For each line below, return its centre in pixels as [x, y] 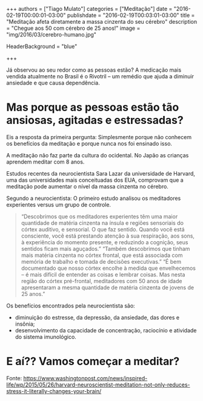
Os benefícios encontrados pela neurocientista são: [71, 306]
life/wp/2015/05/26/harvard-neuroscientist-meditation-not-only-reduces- [98, 385]
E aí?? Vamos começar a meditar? [93, 362]
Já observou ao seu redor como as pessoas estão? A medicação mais [94, 70]
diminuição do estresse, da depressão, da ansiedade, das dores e [97, 317]
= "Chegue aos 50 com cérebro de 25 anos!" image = [73, 28]
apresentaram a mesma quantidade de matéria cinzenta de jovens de [108, 287]
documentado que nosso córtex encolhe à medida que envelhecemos [108, 268]
